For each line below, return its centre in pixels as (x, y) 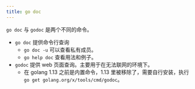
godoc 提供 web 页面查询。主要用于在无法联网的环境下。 (84, 65)
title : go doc (24, 12)
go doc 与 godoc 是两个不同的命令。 (49, 29)
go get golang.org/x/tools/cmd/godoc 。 (73, 79)
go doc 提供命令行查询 (42, 42)
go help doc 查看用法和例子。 (60, 57)
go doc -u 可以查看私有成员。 (60, 50)
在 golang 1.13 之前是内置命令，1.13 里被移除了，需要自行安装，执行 (106, 72)
